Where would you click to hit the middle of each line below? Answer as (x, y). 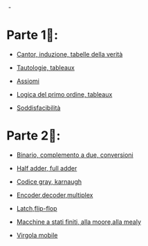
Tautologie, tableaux (46, 67)
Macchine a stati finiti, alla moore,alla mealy (79, 222)
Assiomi (28, 81)
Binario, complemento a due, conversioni (75, 155)
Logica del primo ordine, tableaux (64, 94)
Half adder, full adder (47, 168)
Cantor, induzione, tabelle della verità (70, 54)
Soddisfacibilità (38, 108)
